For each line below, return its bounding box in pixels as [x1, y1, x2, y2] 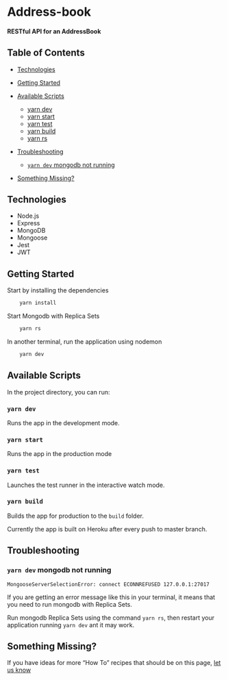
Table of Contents [7, 47, 86, 59]
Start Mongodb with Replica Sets [7, 312, 100, 320]
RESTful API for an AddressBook [7, 27, 101, 35]
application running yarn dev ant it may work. [7, 620, 135, 629]
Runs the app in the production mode [7, 450, 112, 458]
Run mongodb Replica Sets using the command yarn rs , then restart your [7, 614, 215, 622]
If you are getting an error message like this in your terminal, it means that [7, 593, 216, 601]
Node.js [16, 212, 40, 220]
